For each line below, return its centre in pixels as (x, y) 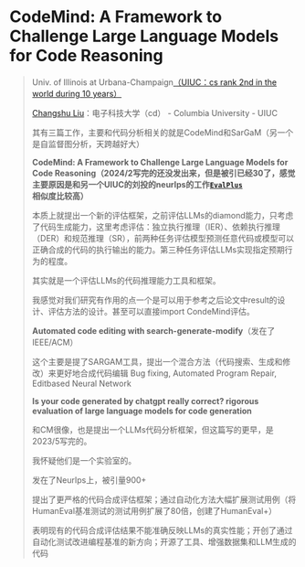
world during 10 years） (77, 93)
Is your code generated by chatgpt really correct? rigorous (145, 401)
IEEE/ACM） (55, 342)
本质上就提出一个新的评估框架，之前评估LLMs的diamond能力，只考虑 (163, 215)
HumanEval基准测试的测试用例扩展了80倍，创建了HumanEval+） (154, 510)
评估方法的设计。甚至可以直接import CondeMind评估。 (151, 311)
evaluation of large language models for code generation (142, 411)
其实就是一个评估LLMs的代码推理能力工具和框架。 (126, 280)
